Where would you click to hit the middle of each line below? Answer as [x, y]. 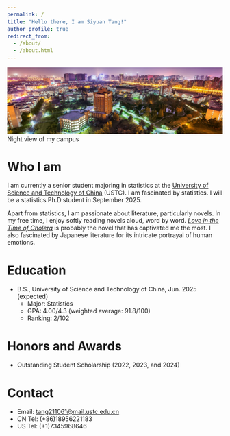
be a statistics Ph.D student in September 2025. [75, 200]
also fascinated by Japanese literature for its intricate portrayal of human [110, 235]
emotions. [21, 243]
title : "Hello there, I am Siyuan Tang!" [67, 22]
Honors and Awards [64, 346]
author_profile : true [38, 29]
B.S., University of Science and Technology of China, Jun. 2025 [107, 289]
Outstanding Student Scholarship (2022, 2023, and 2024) [98, 365]
